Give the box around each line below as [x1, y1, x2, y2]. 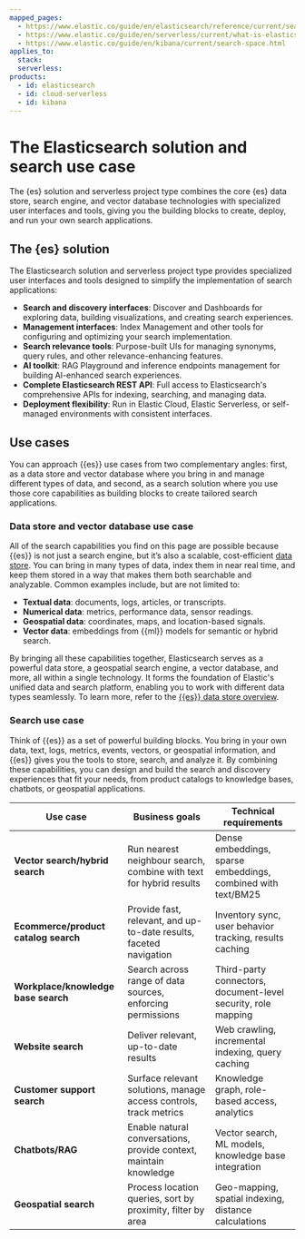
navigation [127, 948, 172, 960]
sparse [214, 854, 245, 867]
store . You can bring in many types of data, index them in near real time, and [9, 560, 296, 571]
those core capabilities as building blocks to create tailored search [9, 487, 258, 498]
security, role [214, 997, 271, 1009]
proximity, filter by [127, 1204, 205, 1216]
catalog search [14, 931, 81, 944]
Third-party [214, 963, 266, 976]
